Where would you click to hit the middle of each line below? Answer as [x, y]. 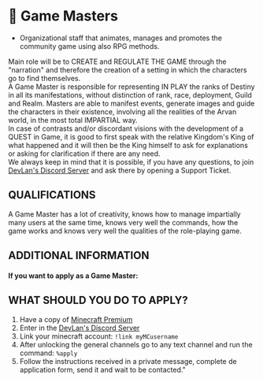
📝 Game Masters [63, 16]
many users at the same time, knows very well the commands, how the [123, 222]
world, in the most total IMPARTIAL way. [73, 120]
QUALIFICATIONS [52, 195]
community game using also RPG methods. [89, 46]
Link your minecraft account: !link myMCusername [99, 336]
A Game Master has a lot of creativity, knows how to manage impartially [125, 214]
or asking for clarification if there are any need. [84, 154]
